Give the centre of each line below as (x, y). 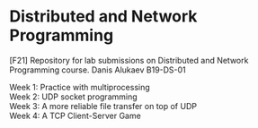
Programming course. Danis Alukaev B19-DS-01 (98, 70)
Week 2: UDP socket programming (73, 97)
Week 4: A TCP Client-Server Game (75, 115)
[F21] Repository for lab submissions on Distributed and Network (129, 60)
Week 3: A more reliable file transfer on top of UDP (103, 106)
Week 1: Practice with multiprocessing (80, 87)
